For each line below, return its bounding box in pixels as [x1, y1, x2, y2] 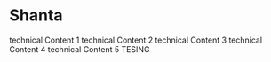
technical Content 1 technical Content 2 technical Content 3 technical [9, 35, 263, 45]
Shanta [9, 5, 64, 26]
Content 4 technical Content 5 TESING [9, 43, 150, 54]
